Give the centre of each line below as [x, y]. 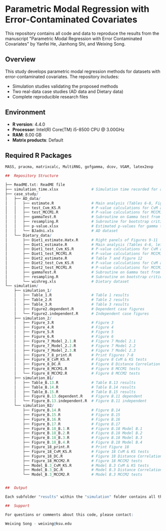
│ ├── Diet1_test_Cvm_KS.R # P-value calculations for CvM [82, 249]
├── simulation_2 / [33, 318]
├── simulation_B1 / [34, 378]
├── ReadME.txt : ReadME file [35, 185]
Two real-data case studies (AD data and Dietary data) [68, 91]
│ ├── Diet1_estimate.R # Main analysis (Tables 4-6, [79, 244]
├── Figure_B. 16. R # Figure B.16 [72, 419]
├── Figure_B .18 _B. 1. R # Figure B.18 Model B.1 [83, 429]
